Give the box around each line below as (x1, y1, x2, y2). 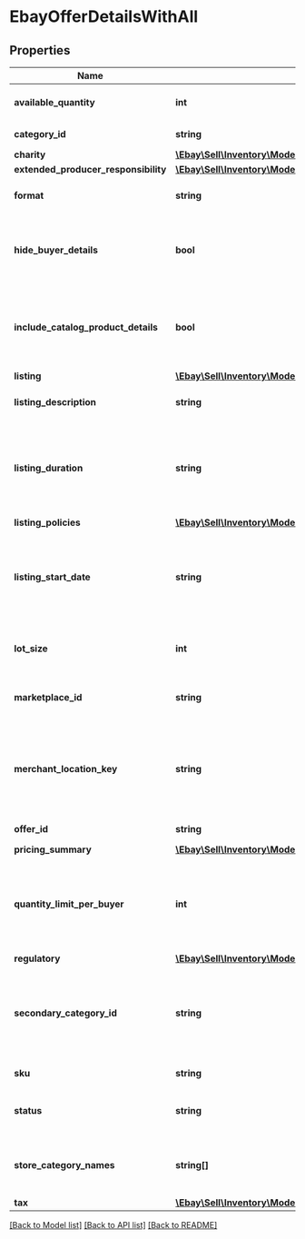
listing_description (14, 396, 97, 408)
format (14, 189, 44, 202)
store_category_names (14, 1159, 115, 1171)
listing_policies (14, 516, 81, 529)
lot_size (14, 642, 48, 655)
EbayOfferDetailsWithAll (9, 6, 199, 27)
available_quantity (14, 96, 95, 108)
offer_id (14, 823, 48, 835)
